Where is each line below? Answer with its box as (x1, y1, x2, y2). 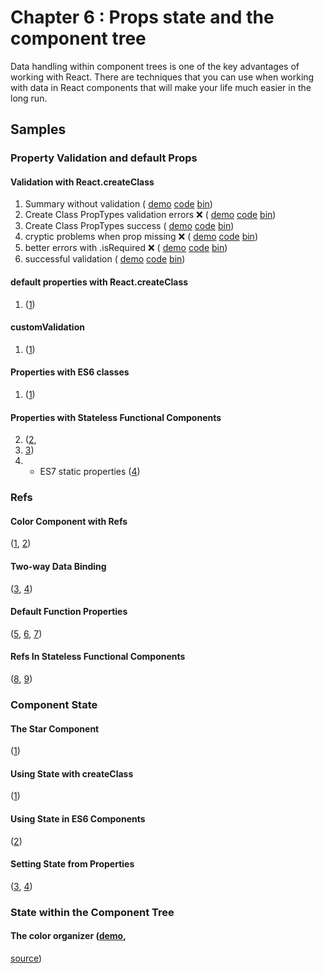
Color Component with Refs (10, 515, 128, 527)
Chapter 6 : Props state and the (10, 6, 275, 29)
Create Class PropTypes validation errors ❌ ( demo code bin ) (24, 209, 277, 221)
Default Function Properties (10, 606, 128, 618)
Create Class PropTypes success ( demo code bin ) (24, 220, 235, 232)
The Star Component (10, 722, 100, 735)
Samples (10, 121, 67, 138)
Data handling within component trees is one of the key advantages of (10, 60, 300, 72)
